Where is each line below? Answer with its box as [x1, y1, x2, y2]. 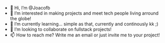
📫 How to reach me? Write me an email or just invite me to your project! [10, 32, 160, 38]
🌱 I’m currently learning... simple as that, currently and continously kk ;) [10, 21, 159, 27]
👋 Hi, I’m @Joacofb [10, 5, 50, 11]
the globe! [10, 16, 31, 21]
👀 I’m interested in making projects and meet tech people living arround [10, 10, 159, 16]
